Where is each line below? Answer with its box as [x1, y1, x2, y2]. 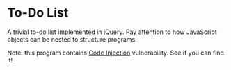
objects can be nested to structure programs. [7, 35, 137, 43]
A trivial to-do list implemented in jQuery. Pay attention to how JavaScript [7, 28, 217, 36]
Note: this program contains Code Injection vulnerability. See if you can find [7, 49, 225, 57]
